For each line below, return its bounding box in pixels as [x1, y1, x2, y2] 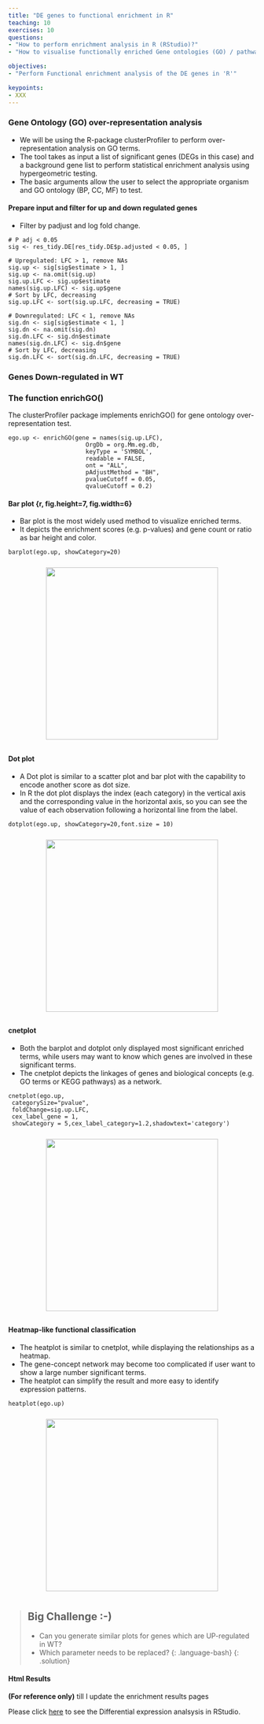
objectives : [8, 62, 47, 71]
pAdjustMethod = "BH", [85, 469, 159, 476]
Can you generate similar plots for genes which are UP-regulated [38, 1631, 250, 1641]
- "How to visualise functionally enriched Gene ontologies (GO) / [8, 48, 234, 56]
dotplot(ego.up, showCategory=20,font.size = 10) [8, 820, 174, 828]
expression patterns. [19, 1385, 86, 1394]
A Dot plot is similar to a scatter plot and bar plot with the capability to [19, 771, 246, 780]
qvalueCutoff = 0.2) [85, 482, 153, 491]
